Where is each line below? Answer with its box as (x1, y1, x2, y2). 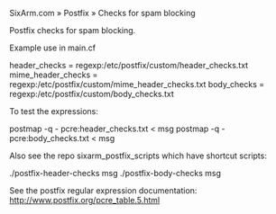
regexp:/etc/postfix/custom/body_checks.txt (9, 89, 174, 99)
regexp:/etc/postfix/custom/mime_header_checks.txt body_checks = (9, 79, 265, 89)
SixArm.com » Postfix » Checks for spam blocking (9, 8, 196, 18)
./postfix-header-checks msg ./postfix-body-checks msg (9, 168, 222, 178)
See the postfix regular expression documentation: (9, 185, 198, 196)
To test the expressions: (9, 106, 99, 116)
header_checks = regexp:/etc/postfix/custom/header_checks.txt (9, 60, 249, 70)
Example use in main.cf (9, 42, 97, 53)
